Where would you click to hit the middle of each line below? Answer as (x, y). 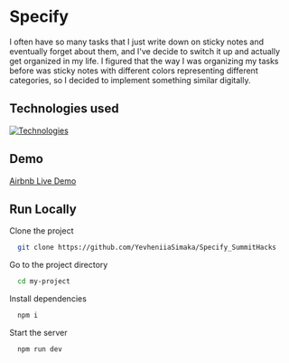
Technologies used (64, 109)
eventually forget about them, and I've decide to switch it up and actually (145, 51)
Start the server (38, 333)
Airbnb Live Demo (43, 181)
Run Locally (43, 209)
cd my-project (44, 282)
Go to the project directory (59, 265)
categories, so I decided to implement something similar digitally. (130, 80)
